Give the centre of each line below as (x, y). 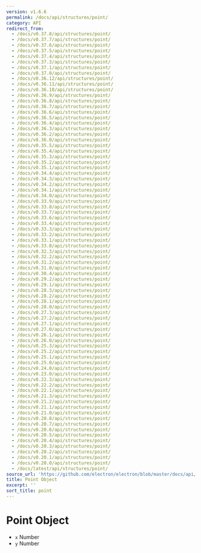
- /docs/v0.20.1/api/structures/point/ (61, 457)
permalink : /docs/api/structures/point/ (57, 17)
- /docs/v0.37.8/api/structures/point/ (61, 34)
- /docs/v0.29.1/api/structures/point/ (61, 285)
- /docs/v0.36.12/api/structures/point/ (63, 78)
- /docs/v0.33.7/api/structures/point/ (61, 212)
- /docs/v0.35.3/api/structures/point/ (61, 156)
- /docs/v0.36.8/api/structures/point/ (61, 101)
